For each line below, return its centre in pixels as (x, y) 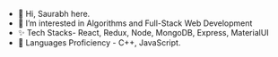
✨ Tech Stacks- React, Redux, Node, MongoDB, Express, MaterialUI (143, 33)
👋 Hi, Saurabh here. (54, 14)
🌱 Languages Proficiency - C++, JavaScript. (99, 43)
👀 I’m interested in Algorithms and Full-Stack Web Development (135, 23)
